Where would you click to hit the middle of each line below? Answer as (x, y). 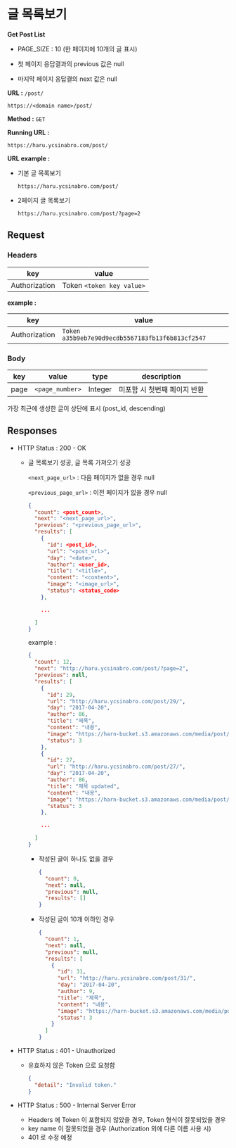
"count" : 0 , (62, 878)
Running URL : (28, 132)
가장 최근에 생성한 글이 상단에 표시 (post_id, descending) (87, 408)
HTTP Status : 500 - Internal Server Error (77, 1105)
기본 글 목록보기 (39, 172)
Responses (32, 431)
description (161, 376)
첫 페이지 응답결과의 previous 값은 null (71, 63)
